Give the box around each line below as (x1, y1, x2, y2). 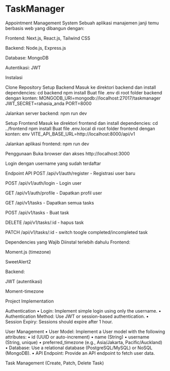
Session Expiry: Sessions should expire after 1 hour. (5, 318, 113, 325)
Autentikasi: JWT (5, 64, 41, 71)
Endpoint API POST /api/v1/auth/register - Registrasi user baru (5, 170, 135, 176)
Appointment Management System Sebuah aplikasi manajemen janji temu (5, 20, 159, 26)
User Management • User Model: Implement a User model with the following (5, 328, 165, 334)
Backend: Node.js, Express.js (5, 45, 66, 51)
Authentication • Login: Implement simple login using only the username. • (5, 308, 161, 314)
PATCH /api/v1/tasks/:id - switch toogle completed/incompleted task (5, 229, 148, 235)
